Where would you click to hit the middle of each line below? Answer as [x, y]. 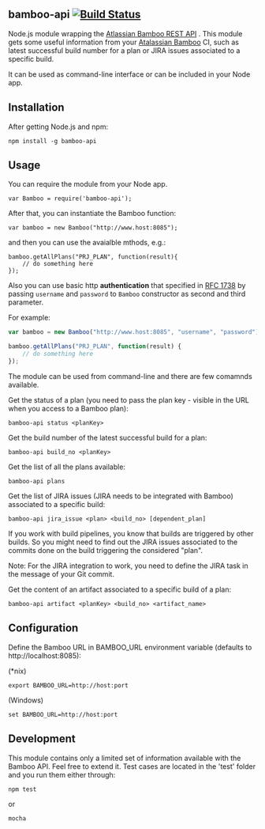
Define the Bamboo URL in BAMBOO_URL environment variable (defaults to [130, 647]
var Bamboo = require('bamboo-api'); [70, 199]
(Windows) [26, 700]
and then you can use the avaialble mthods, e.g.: [87, 243]
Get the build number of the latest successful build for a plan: [108, 437]
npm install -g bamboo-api [52, 141]
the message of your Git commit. [61, 573]
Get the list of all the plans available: [67, 467]
